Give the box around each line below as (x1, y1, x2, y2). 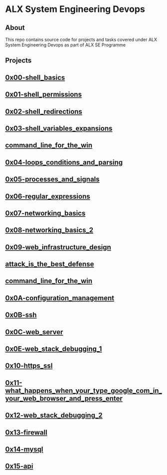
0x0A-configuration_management (5, 293, 115, 302)
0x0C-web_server (5, 328, 63, 336)
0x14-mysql (5, 445, 43, 454)
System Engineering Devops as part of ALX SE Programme (5, 42, 126, 48)
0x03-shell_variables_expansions (5, 124, 113, 133)
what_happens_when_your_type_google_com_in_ (5, 386, 162, 395)
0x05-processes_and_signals (5, 175, 100, 184)
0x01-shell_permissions (5, 90, 82, 99)
